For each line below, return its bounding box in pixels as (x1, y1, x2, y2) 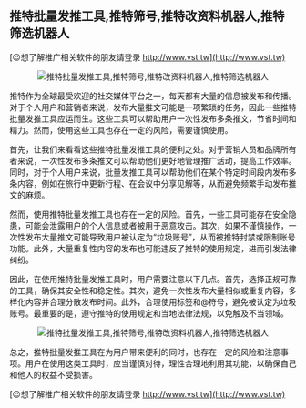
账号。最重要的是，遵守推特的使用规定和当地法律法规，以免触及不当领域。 (9, 308, 289, 319)
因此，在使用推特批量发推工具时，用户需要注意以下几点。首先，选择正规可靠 (9, 273, 297, 284)
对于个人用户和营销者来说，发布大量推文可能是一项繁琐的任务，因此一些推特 (9, 101, 297, 112)
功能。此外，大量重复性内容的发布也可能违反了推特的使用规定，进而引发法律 (9, 242, 297, 253)
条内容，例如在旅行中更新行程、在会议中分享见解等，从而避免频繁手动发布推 (9, 178, 297, 189)
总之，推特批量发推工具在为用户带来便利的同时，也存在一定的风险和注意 (9, 346, 280, 357)
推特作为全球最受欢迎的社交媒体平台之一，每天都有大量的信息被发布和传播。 (9, 90, 297, 101)
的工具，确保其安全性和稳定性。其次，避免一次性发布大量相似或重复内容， (9, 285, 289, 296)
